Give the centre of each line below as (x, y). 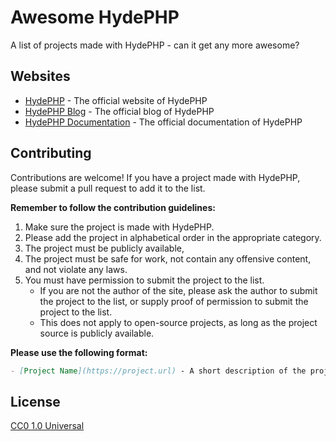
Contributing (51, 153)
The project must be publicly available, (104, 248)
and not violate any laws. (76, 269)
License (35, 401)
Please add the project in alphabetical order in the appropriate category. (173, 237)
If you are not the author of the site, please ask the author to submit (178, 290)
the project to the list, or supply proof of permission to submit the (174, 301)
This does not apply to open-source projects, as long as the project (178, 322)
